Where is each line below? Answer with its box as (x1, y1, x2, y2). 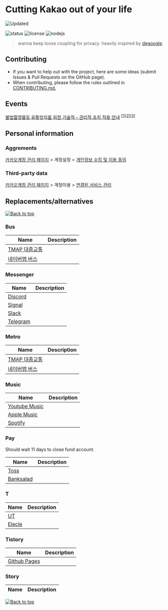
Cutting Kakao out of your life (5, 4, 132, 15)
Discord (8, 293, 27, 300)
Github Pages (8, 557, 40, 565)
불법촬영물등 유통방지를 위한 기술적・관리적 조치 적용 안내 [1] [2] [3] (5, 113, 136, 120)
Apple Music (8, 411, 38, 418)
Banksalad (8, 475, 33, 482)
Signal (8, 301, 23, 308)
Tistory (5, 536, 24, 543)
